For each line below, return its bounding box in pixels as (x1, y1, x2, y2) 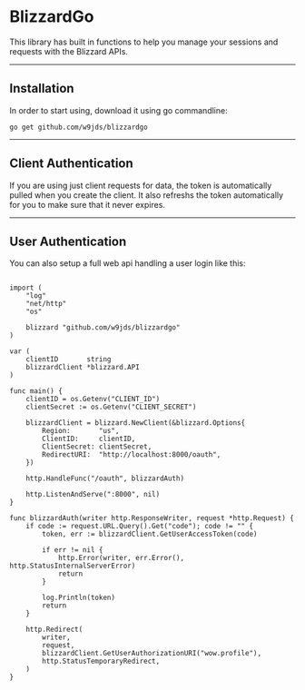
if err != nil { (42, 546, 103, 555)
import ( (9, 283, 43, 292)
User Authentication (9, 233, 127, 249)
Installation (9, 81, 74, 96)
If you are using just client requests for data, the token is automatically (9, 180, 272, 191)
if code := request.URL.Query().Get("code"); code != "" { (25, 522, 254, 531)
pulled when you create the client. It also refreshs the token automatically (9, 189, 284, 201)
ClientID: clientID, (42, 434, 136, 444)
